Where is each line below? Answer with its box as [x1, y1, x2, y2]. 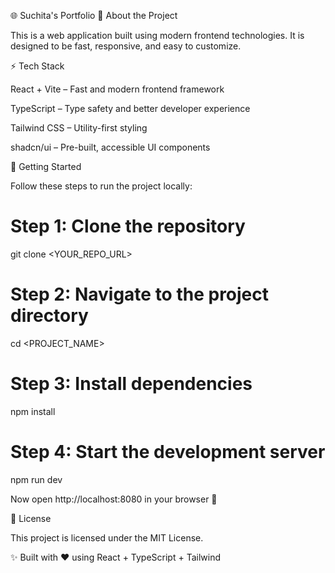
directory [10, 305, 89, 327]
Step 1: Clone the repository [10, 215, 246, 238]
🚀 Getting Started [10, 161, 82, 172]
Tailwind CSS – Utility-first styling [10, 122, 148, 134]
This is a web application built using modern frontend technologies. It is [10, 30, 305, 41]
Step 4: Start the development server [10, 441, 326, 463]
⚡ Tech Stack [10, 60, 65, 72]
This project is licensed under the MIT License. [10, 531, 204, 544]
